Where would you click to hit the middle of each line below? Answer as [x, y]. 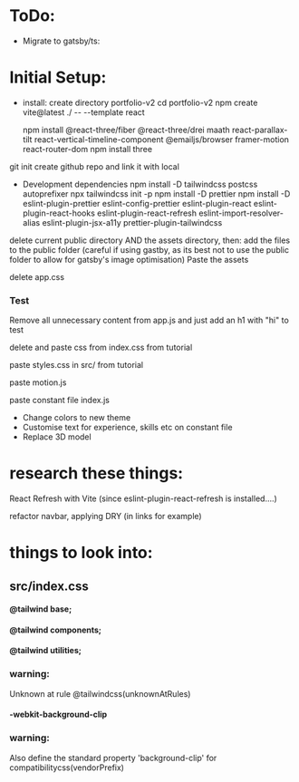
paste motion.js [38, 382]
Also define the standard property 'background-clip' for [113, 758]
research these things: [96, 473]
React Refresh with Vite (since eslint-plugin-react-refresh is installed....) [144, 498]
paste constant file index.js [60, 401]
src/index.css [49, 586]
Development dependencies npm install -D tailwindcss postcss [140, 184]
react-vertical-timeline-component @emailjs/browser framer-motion [162, 139]
